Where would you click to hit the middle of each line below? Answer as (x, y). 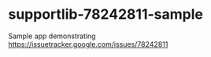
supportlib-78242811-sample (105, 14)
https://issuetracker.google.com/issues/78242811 (88, 44)
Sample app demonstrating (52, 36)
